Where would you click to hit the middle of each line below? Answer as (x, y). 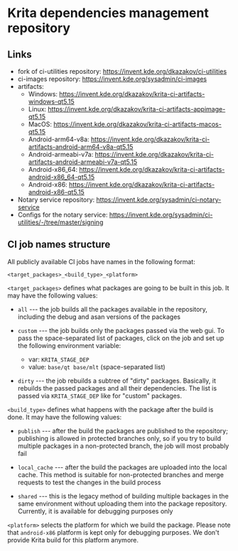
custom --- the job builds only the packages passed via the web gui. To (121, 330)
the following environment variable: (69, 345)
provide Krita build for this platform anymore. (73, 540)
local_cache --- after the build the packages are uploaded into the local (122, 467)
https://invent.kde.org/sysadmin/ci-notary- (159, 200)
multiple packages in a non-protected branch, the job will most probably (123, 446)
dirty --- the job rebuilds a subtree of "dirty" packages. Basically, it (117, 381)
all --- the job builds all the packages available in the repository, (113, 309)
